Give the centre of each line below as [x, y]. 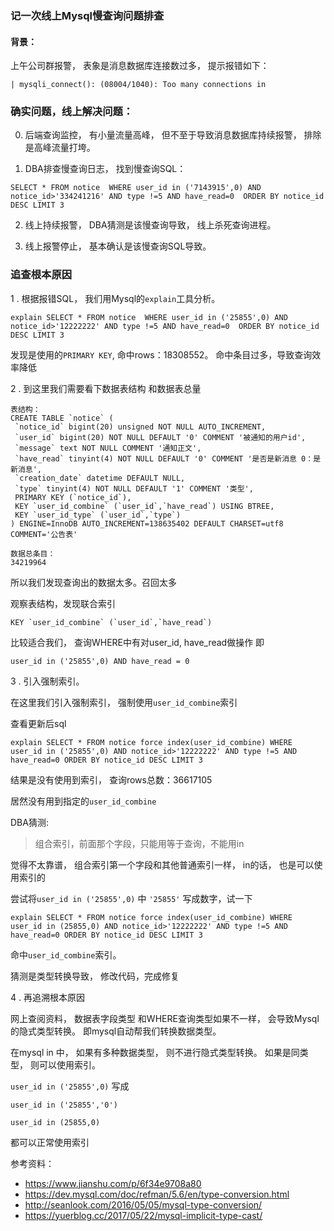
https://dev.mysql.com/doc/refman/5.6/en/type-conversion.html [157, 1194]
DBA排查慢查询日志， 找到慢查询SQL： [105, 169]
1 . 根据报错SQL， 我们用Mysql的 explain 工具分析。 [115, 298]
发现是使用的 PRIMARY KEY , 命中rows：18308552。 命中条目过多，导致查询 [161, 354]
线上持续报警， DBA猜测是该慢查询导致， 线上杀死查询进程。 [150, 225]
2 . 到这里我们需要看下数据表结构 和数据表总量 [106, 388]
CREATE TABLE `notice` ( [62, 418]
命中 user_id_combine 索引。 [66, 954]
